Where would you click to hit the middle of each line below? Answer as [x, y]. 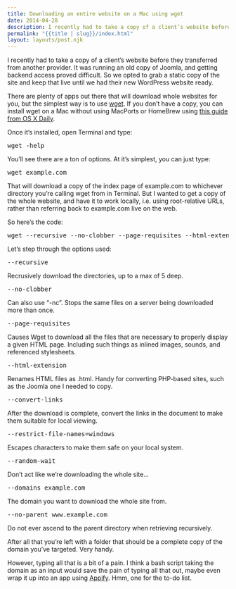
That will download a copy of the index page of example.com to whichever [115, 186]
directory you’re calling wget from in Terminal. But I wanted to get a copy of [117, 194]
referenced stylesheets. [41, 352]
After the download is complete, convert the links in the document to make [115, 414]
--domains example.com [46, 488]
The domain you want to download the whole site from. [87, 502]
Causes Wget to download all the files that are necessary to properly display [118, 337]
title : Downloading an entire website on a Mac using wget [96, 14]
